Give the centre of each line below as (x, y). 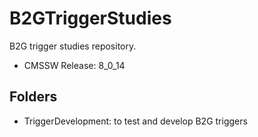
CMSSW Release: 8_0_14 (74, 65)
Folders (33, 97)
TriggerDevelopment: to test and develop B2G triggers (135, 121)
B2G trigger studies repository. (73, 46)
